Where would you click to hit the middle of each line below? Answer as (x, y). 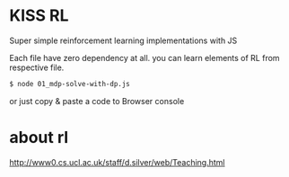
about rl (39, 137)
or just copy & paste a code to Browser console (97, 101)
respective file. (37, 67)
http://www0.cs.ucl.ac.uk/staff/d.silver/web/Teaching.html (118, 162)
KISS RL (39, 16)
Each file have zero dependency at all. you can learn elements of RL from (144, 58)
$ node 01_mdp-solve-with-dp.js (70, 84)
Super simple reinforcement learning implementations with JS (123, 40)
